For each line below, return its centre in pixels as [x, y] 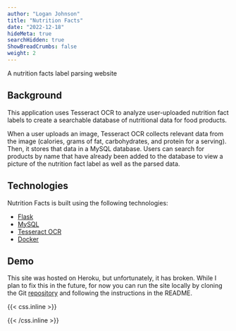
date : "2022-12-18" [36, 27]
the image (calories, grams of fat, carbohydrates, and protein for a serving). [117, 141]
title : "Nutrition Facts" [45, 20]
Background [35, 96]
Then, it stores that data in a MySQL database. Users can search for [106, 148]
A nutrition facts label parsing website [62, 73]
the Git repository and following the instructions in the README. [100, 293]
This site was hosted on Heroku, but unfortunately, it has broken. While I [112, 278]
